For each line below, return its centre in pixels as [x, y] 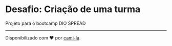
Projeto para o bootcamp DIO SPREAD [46, 23]
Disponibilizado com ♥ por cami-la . [43, 38]
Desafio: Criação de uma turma [73, 9]
